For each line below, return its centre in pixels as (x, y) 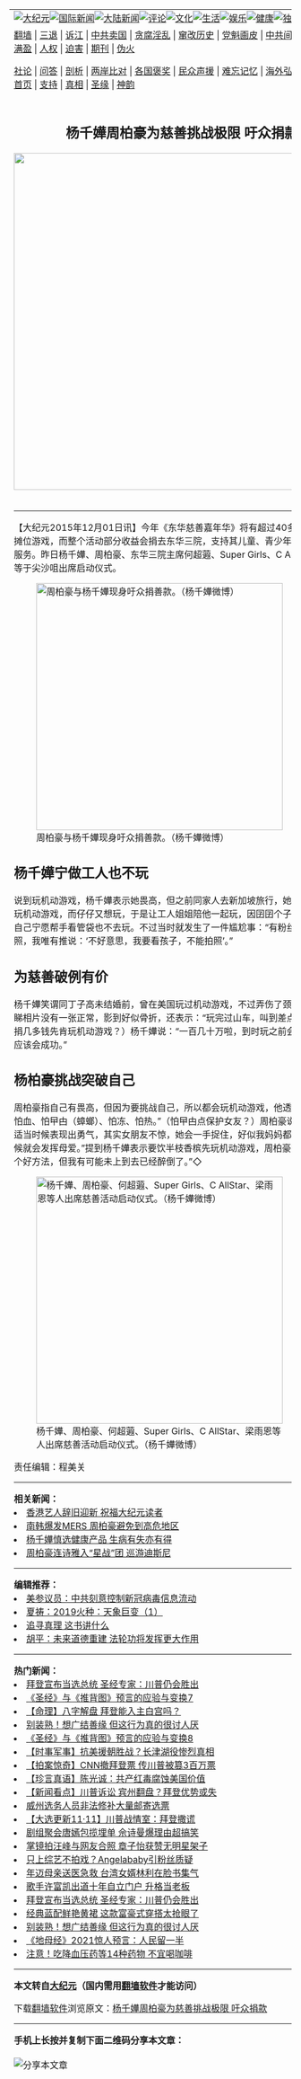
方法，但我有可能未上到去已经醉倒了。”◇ (117, 1162)
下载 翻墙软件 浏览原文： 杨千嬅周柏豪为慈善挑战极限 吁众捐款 (141, 2009)
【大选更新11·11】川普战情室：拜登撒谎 (111, 1819)
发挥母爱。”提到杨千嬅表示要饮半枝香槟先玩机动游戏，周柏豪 (166, 1148)
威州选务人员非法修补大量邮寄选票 (98, 1806)
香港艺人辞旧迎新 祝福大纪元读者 (95, 1513)
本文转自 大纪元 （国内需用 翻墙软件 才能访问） (108, 1986)
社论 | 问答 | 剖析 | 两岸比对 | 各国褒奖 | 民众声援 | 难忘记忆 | (139, 71)
